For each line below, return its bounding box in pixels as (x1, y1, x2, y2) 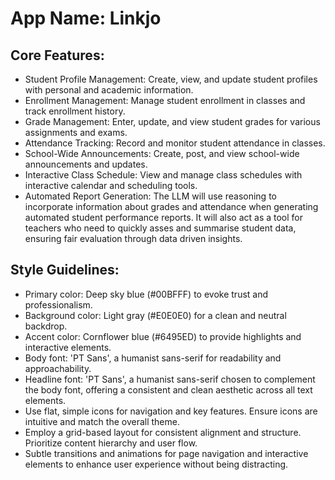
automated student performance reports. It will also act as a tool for (24, 212, 304, 223)
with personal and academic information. (24, 84, 194, 96)
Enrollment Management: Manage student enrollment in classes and (24, 95, 306, 106)
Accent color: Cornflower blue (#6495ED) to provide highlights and (24, 330, 302, 342)
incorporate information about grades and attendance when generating (24, 201, 319, 212)
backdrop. (24, 320, 68, 332)
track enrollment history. (24, 105, 126, 117)
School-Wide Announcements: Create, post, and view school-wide (24, 148, 300, 159)
